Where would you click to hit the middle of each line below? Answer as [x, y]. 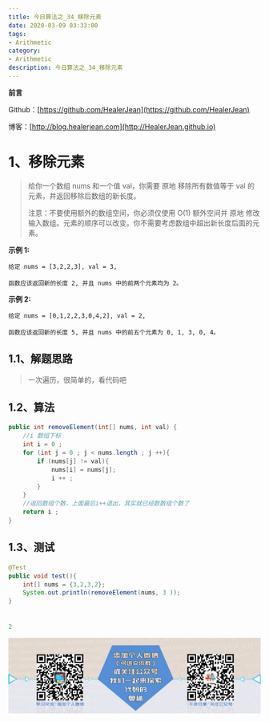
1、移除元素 [47, 162]
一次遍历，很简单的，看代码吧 [77, 379]
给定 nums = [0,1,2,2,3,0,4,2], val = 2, [77, 316]
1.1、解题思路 [41, 359]
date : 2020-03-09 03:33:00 [53, 25]
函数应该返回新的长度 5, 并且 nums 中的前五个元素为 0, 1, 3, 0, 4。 [114, 332]
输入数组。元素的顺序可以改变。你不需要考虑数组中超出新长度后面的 [140, 223]
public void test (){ [43, 576]
